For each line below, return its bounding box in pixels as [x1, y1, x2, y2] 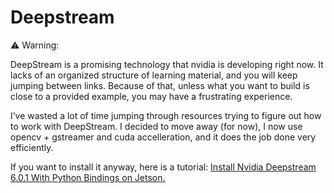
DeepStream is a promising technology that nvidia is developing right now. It [10, 58, 324, 70]
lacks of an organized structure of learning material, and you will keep [10, 69, 298, 81]
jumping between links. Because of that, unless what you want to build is [10, 79, 310, 91]
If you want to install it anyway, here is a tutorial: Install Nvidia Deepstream [10, 161, 317, 173]
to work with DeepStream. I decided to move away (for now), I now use [10, 120, 303, 132]
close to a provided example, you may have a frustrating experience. [10, 90, 293, 102]
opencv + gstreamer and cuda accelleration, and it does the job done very [10, 131, 317, 143]
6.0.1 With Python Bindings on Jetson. [10, 171, 166, 183]
